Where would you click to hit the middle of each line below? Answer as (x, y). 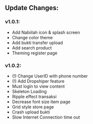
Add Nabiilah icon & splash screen (46, 32)
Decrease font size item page (41, 102)
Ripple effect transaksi (34, 96)
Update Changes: (32, 8)
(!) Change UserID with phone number (50, 76)
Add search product (32, 47)
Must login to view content (38, 86)
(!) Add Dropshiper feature (38, 81)
